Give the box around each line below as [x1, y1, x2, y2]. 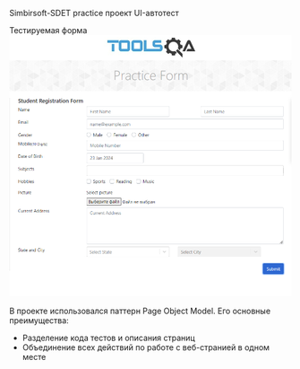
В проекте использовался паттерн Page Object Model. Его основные [9, 305, 271, 317]
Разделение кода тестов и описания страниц [21, 332, 195, 344]
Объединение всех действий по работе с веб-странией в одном [21, 342, 270, 353]
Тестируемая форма [9, 25, 88, 35]
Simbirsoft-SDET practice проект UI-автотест [9, 8, 179, 18]
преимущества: [9, 315, 69, 326]
